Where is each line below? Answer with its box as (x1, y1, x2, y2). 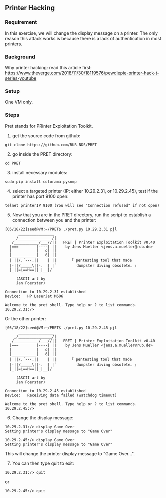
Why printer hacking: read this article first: (5, 64, 92, 70)
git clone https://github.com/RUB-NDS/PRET (5, 142, 97, 147)
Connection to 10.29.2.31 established (5, 289, 86, 294)
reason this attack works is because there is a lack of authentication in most (5, 35, 161, 41)
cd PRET (5, 161, 21, 166)
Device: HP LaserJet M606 (5, 294, 64, 299)
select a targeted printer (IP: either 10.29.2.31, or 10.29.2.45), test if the (12, 188, 158, 194)
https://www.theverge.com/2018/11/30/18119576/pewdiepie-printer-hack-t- (5, 70, 159, 76)
